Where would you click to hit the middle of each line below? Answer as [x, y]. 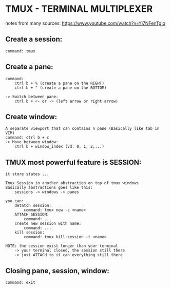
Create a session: [34, 39]
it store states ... [27, 174]
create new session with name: [48, 224]
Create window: [31, 117]
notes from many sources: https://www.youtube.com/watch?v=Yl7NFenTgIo [85, 23]
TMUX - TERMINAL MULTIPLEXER [79, 9]
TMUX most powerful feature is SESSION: [73, 162]
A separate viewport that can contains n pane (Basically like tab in [82, 129]
